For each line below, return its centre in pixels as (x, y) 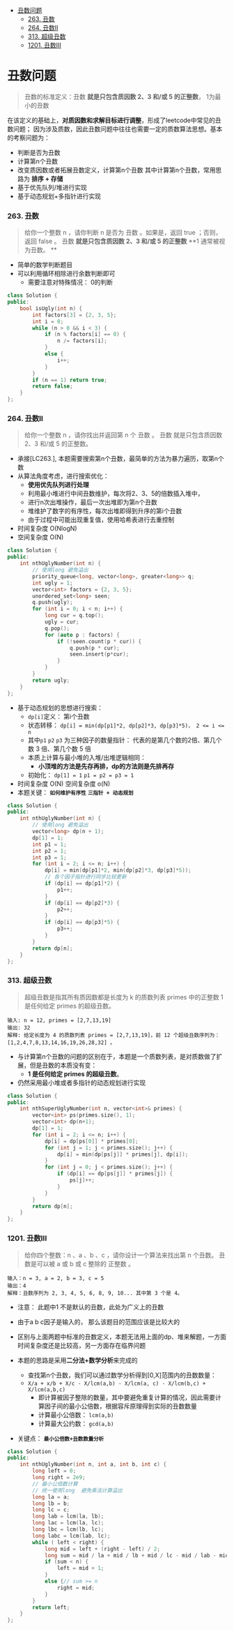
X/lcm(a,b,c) (47, 1389)
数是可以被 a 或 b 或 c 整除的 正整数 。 (79, 1263)
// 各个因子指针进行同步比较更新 (85, 877)
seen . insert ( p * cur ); (99, 654)
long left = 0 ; (54, 1471)
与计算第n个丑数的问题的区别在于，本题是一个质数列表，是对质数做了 (117, 1056)
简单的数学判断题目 (45, 265)
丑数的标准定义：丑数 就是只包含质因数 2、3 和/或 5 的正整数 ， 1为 (119, 96)
